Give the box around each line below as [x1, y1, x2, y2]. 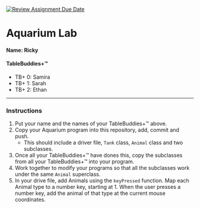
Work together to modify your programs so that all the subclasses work [14, 164, 190, 172]
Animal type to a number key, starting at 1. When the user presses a [14, 184, 181, 191]
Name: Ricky [6, 46, 39, 54]
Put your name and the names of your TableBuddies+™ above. [14, 120, 167, 128]
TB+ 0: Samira [14, 73, 51, 80]
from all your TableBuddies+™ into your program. [14, 158, 135, 165]
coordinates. [14, 196, 46, 203]
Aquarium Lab [6, 27, 77, 40]
